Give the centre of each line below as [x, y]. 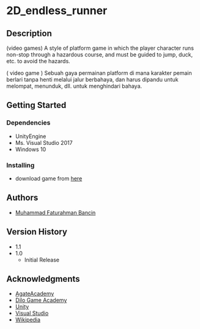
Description [29, 33]
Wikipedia [28, 320]
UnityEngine [31, 136]
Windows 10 [31, 149]
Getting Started [36, 105]
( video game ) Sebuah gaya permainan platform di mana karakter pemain [99, 73]
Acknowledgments [43, 279]
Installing [20, 165]
